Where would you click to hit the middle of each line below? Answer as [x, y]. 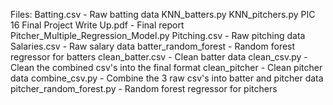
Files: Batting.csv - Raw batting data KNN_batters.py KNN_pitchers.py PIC [163, 14]
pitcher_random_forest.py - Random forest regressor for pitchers [144, 88]
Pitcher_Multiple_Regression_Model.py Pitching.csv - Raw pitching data [158, 35]
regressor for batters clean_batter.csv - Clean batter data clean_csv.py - [159, 57]
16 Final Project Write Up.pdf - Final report [97, 25]
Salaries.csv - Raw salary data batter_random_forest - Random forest [153, 46]
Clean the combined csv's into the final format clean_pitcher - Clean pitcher [166, 67]
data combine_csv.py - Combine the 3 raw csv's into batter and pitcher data [167, 78]
